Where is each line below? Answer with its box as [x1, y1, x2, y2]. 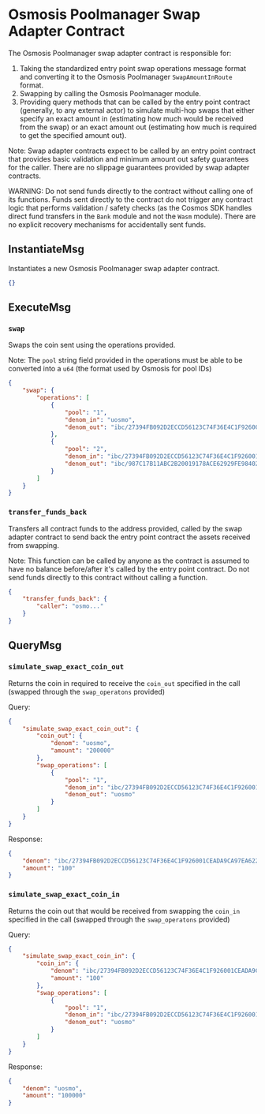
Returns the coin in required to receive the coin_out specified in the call [8, 678, 241, 687]
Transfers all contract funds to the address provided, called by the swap [8, 523, 243, 533]
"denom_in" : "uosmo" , [64, 415, 136, 423]
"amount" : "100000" [22, 1092, 87, 1100]
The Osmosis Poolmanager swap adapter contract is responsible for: [8, 48, 232, 58]
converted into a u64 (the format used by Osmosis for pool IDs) [8, 364, 212, 374]
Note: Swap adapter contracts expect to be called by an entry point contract [8, 146, 256, 155]
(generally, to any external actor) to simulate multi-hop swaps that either [19, 105, 255, 115]
